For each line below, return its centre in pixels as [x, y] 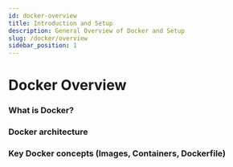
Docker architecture [48, 132]
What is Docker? [41, 111]
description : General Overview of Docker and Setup [96, 31]
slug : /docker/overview [48, 38]
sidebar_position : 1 [43, 46]
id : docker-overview [43, 16]
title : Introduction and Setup [61, 23]
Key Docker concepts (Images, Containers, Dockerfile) [117, 153]
